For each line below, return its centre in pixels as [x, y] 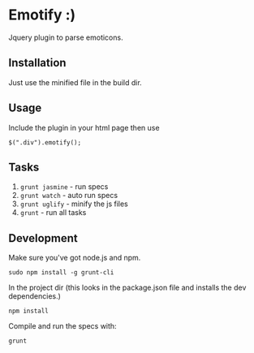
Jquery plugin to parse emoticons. [66, 37]
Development [43, 238]
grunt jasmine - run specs [64, 187]
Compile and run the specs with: [62, 326]
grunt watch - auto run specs [69, 196]
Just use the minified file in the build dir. [75, 82]
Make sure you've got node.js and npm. [75, 258]
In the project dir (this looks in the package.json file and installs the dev [127, 288]
